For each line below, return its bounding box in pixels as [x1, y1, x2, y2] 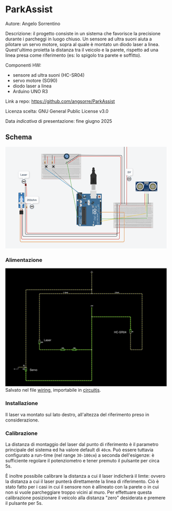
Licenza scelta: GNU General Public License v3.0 [5, 108, 109, 114]
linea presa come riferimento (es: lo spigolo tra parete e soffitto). [5, 52, 142, 58]
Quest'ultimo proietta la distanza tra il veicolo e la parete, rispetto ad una [5, 47, 159, 53]
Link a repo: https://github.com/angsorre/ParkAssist [5, 98, 115, 104]
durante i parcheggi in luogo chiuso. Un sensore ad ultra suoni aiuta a [5, 36, 152, 42]
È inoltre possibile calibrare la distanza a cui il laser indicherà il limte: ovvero [5, 473, 165, 479]
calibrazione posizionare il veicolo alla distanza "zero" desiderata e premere [5, 495, 166, 501]
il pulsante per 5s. [5, 500, 43, 506]
